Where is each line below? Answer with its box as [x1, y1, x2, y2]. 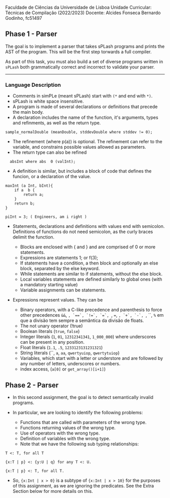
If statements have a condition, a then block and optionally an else [20, 260, 158, 266]
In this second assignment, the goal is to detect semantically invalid [12, 394, 153, 400]
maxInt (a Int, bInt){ [5, 183, 53, 188]
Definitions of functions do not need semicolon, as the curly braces [12, 228, 153, 235]
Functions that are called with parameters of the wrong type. [20, 419, 147, 425]
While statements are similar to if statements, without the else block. [20, 271, 163, 277]
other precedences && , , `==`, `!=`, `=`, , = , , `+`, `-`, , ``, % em [20, 312, 164, 318]
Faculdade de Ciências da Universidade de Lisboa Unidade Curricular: [5, 5, 152, 10]
